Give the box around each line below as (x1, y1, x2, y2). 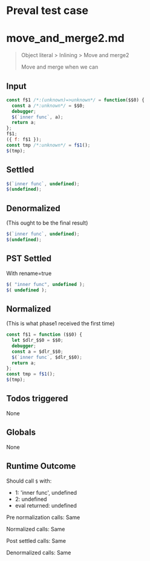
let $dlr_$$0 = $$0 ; (11, 338, 64, 344)
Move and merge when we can (21, 63, 99, 70)
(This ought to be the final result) (6, 219, 88, 226)
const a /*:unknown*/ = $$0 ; (11, 103, 85, 109)
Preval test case (6, 4, 89, 18)
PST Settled (6, 253, 52, 264)
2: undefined (15, 495, 47, 503)
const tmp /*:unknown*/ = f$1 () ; (6, 142, 91, 148)
